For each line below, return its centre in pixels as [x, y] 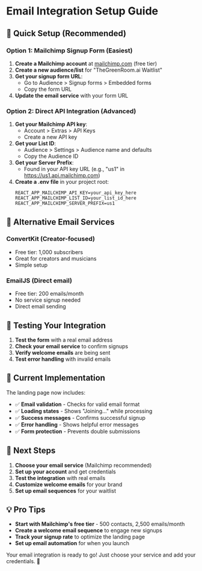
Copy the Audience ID [51, 156]
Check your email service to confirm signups [71, 346]
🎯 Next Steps [31, 451]
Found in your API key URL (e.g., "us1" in [74, 169]
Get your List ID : [35, 143]
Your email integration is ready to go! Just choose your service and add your [101, 555]
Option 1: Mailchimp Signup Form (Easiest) [69, 51]
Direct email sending [40, 307]
